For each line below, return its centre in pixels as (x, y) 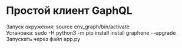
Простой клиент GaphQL (69, 11)
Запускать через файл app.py (43, 39)
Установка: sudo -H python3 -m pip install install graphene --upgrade (91, 32)
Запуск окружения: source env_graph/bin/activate (68, 27)
